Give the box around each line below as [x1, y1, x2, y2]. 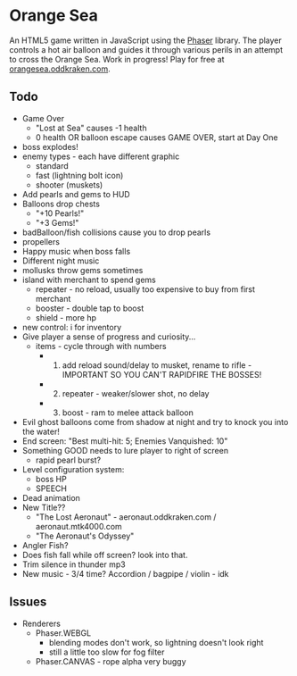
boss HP [35, 473, 67, 484]
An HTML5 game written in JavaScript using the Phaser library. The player [9, 35, 283, 46]
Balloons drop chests [21, 198, 101, 209]
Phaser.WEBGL [35, 627, 92, 638]
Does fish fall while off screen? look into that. [21, 549, 188, 560]
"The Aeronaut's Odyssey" [35, 530, 135, 541]
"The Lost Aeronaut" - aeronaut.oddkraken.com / [35, 511, 217, 522]
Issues [9, 595, 47, 610]
